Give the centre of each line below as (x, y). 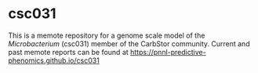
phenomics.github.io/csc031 (54, 60)
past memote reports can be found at (69, 52)
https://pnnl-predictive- (168, 52)
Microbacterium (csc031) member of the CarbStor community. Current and (129, 43)
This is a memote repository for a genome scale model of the (107, 35)
